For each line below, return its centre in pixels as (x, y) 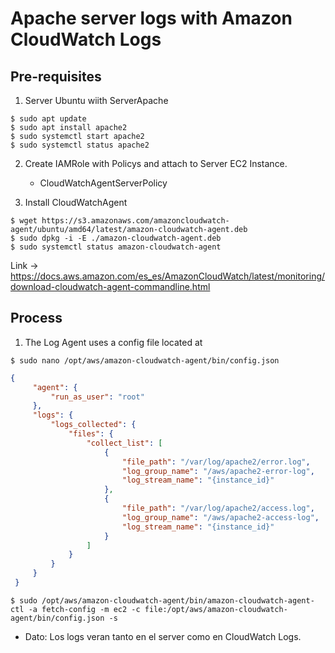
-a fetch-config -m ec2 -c (84, 609)
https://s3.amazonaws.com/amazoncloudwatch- (135, 221)
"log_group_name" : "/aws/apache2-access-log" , (220, 517)
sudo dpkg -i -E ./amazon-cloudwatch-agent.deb (120, 238)
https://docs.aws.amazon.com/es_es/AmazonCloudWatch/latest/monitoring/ (168, 276)
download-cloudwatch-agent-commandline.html (110, 286)
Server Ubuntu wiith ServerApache (96, 100)
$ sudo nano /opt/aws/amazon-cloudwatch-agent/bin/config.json (145, 360)
